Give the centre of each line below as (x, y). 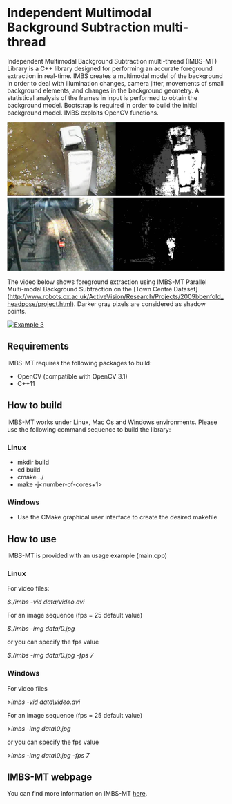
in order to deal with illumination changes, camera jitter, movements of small (116, 83)
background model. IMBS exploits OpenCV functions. (83, 113)
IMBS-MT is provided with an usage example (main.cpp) (87, 556)
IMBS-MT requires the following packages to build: (79, 363)
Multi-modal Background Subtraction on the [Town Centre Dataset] (103, 289)
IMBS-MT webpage (50, 777)
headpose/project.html (40, 304)
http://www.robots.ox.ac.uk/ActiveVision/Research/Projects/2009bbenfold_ (117, 297)
